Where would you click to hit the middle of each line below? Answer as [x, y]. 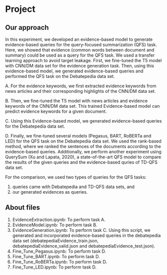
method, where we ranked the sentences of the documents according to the [83, 146]
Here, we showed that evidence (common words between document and [80, 50]
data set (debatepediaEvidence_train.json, [55, 241]
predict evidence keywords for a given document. [56, 111]
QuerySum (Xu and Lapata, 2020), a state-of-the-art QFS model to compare [83, 157]
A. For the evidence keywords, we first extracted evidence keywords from [81, 86]
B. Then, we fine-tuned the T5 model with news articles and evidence [77, 101]
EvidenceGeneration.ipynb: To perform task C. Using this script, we [81, 230]
